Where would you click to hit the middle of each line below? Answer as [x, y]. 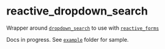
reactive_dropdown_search [77, 11]
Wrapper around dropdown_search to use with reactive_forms [83, 28]
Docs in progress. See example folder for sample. [68, 39]
